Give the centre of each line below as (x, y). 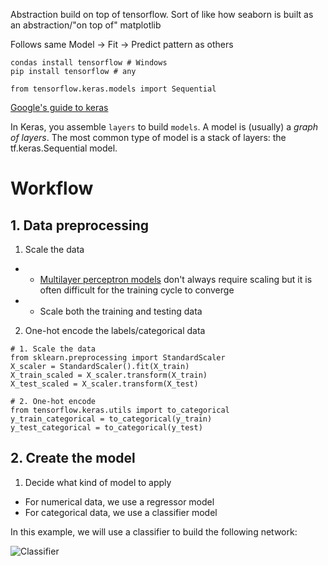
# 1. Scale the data (53, 349)
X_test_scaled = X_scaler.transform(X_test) (104, 384)
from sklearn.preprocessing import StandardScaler (118, 358)
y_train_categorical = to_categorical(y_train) (111, 419)
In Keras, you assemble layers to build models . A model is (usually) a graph (164, 127)
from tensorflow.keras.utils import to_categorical (120, 410)
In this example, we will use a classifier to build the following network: (154, 531)
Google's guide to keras (59, 107)
